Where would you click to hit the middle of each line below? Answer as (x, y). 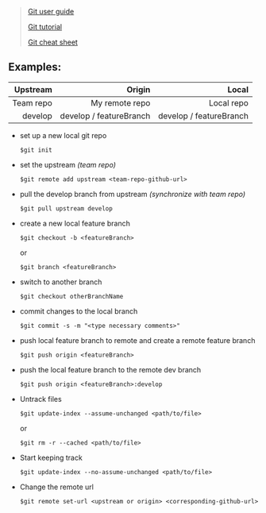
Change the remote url (56, 487)
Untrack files (40, 399)
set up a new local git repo (63, 135)
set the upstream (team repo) (68, 164)
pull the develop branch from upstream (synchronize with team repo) (133, 194)
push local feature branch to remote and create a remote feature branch (137, 340)
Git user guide (51, 12)
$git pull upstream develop (66, 208)
